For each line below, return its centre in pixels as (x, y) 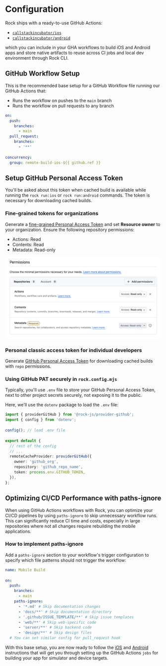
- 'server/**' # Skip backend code (55, 628)
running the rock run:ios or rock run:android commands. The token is (78, 195)
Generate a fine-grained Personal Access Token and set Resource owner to (83, 224)
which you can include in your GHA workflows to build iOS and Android (78, 47)
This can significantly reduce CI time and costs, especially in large (73, 520)
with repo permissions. (28, 367)
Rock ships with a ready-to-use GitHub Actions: (54, 23)
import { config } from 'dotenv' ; (41, 420)
